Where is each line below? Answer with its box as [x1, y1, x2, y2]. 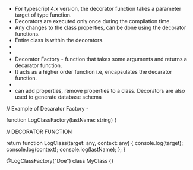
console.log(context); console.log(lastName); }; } [6, 146, 126, 153]
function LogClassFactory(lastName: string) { [6, 117, 117, 124]
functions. [14, 30, 40, 37]
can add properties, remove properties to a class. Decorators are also [14, 87, 185, 94]
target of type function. [14, 11, 72, 18]
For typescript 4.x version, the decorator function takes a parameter [14, 5, 182, 12]
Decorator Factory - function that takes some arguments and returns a [14, 56, 187, 62]
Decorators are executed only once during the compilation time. [14, 18, 171, 24]
